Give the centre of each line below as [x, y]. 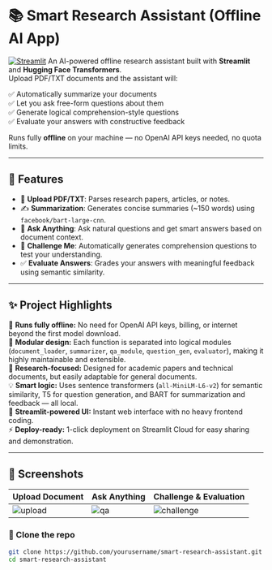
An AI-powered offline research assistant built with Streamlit [149, 61]
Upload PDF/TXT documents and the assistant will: [93, 78]
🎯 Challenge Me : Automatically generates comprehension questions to [138, 245]
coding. [21, 420]
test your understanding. [61, 254]
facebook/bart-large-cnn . [63, 219]
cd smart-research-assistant [57, 559]
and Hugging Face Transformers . [65, 69]
